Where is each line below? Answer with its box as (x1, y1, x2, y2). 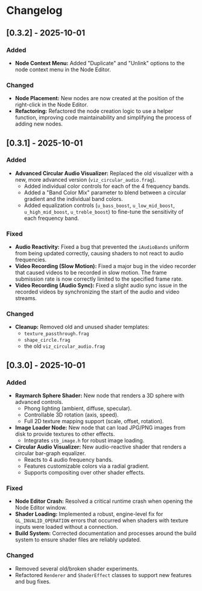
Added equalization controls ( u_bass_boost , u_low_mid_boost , (24, 202, 175, 209)
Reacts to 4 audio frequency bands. (24, 456, 113, 464)
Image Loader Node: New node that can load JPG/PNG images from (14, 424, 186, 432)
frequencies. (14, 256, 47, 263)
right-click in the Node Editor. (14, 101, 89, 109)
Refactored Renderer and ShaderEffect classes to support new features (14, 571, 192, 578)
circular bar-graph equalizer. (14, 450, 86, 457)
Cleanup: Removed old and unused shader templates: (14, 324, 150, 331)
